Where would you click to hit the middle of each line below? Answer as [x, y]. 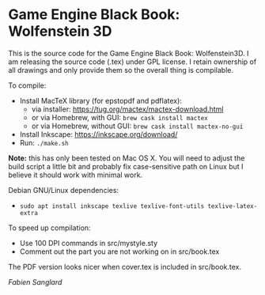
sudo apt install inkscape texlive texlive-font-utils [112, 206]
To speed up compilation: [49, 228]
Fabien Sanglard [35, 282]
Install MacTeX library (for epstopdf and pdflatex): [100, 100]
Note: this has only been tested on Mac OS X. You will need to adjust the [127, 158]
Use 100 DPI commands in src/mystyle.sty [89, 243]
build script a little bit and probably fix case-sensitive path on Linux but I [126, 166]
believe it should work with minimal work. [76, 175]
